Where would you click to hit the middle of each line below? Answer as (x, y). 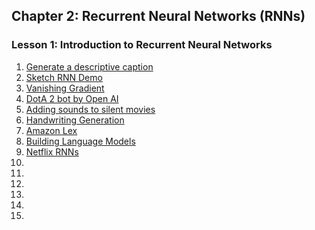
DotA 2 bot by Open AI (72, 98)
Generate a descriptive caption (89, 66)
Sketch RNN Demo (64, 77)
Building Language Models (80, 141)
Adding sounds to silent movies (90, 109)
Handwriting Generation (75, 120)
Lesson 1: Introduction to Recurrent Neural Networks (142, 45)
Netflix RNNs (52, 151)
